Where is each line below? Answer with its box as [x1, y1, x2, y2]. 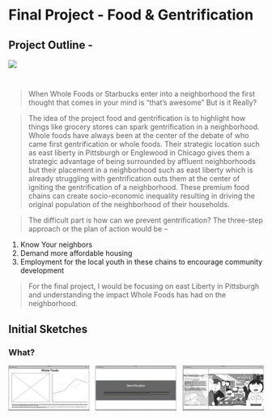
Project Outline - [8, 38, 93, 52]
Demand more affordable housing [19, 248, 133, 258]
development [19, 266, 65, 275]
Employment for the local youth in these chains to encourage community [19, 257, 263, 267]
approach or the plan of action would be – [28, 224, 168, 234]
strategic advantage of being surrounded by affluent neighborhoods [28, 157, 257, 166]
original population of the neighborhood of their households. [28, 200, 230, 209]
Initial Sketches [8, 322, 88, 336]
